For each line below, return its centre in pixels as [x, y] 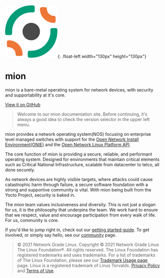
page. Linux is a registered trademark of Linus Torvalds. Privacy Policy [88, 265]
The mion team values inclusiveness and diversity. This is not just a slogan [81, 204]
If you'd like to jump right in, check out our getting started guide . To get [77, 230]
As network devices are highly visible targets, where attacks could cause [79, 179]
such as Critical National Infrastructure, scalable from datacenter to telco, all [82, 164]
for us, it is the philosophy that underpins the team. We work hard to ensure [82, 210]
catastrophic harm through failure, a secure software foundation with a [77, 185]
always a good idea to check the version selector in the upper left [83, 119]
